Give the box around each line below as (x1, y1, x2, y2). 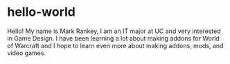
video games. (7, 49, 46, 57)
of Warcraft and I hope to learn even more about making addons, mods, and (7, 41, 224, 50)
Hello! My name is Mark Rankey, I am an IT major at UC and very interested (7, 27, 221, 35)
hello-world (7, 4, 76, 20)
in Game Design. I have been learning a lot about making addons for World (7, 34, 220, 42)
